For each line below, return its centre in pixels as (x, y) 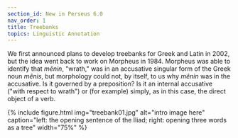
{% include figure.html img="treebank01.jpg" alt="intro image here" (106, 113)
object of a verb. (32, 99)
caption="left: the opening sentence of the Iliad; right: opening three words (117, 120)
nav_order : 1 (27, 21)
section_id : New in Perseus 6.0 (55, 14)
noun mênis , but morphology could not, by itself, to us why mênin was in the (119, 76)
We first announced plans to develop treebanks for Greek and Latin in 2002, (119, 54)
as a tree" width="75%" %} (47, 127)
